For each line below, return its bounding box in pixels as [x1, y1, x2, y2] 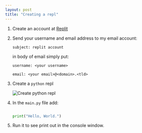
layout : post [5, 7, 32, 12]
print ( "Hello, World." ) [12, 114, 62, 119]
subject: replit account [12, 45, 64, 50]
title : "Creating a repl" [5, 12, 58, 17]
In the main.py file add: [12, 100, 58, 106]
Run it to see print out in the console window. [12, 123, 104, 129]
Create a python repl [12, 80, 53, 86]
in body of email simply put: [12, 53, 69, 60]
